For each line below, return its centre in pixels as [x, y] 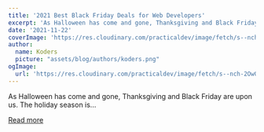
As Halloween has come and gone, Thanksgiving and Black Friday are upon [130, 96]
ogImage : [22, 67]
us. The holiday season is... [52, 104]
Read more [26, 119]
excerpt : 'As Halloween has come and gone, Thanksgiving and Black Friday [133, 23]
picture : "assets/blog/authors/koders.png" [87, 60]
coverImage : [27, 37]
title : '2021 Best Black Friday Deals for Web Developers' [107, 15]
